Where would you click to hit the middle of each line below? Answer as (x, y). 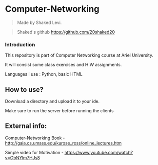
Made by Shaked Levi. (39, 22)
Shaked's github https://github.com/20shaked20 (66, 32)
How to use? (24, 90)
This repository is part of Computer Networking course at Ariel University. (79, 55)
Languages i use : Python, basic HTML (44, 74)
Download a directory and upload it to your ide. (52, 102)
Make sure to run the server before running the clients (59, 111)
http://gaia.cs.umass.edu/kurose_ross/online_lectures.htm (63, 143)
